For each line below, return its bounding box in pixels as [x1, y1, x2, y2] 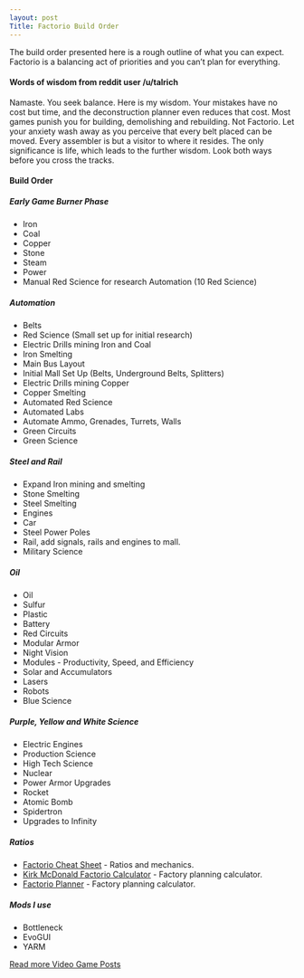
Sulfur [22, 599, 46, 611]
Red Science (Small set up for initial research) [22, 329, 193, 340]
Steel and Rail [9, 456, 62, 467]
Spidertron [22, 806, 63, 817]
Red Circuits [22, 628, 69, 639]
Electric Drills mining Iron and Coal [22, 339, 152, 350]
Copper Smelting [22, 387, 86, 398]
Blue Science [22, 696, 72, 707]
